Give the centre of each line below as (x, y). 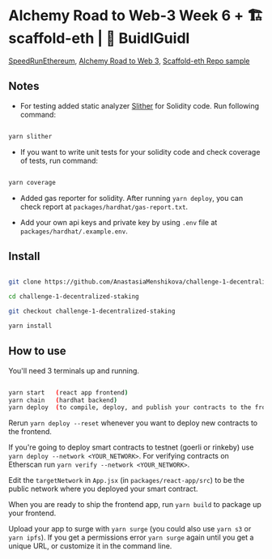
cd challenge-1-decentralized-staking (74, 297)
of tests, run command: (59, 160)
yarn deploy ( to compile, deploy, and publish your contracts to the (130, 408)
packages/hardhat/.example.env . (74, 231)
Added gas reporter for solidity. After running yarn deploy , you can (132, 198)
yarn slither (30, 136)
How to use (37, 351)
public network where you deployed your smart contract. (103, 489)
